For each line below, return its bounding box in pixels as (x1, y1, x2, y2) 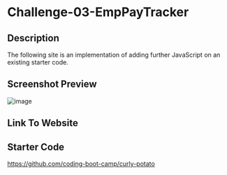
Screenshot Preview (7, 78, 97, 90)
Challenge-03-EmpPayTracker (7, 4, 189, 20)
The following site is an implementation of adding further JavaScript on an (7, 50, 221, 59)
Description (7, 32, 59, 44)
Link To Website (7, 117, 78, 129)
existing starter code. (7, 58, 68, 66)
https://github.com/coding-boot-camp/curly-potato (7, 160, 155, 168)
